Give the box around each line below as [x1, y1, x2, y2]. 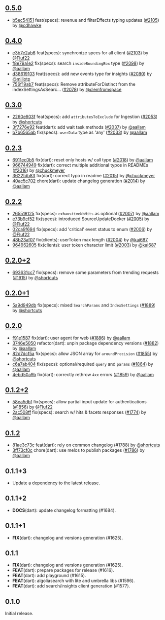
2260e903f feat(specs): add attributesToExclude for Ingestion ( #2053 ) [12, 114, 158, 120]
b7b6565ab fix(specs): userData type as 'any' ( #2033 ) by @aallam [12, 129, 148, 135]
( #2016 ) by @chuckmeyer [12, 167, 65, 173]
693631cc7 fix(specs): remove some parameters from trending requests [12, 269, 159, 275]
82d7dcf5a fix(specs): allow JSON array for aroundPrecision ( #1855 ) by [12, 350, 158, 356]
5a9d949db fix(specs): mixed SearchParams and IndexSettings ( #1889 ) [12, 302, 156, 308]
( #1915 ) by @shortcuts [12, 274, 58, 280]
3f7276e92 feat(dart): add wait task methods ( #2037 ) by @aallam [12, 124, 146, 130]
